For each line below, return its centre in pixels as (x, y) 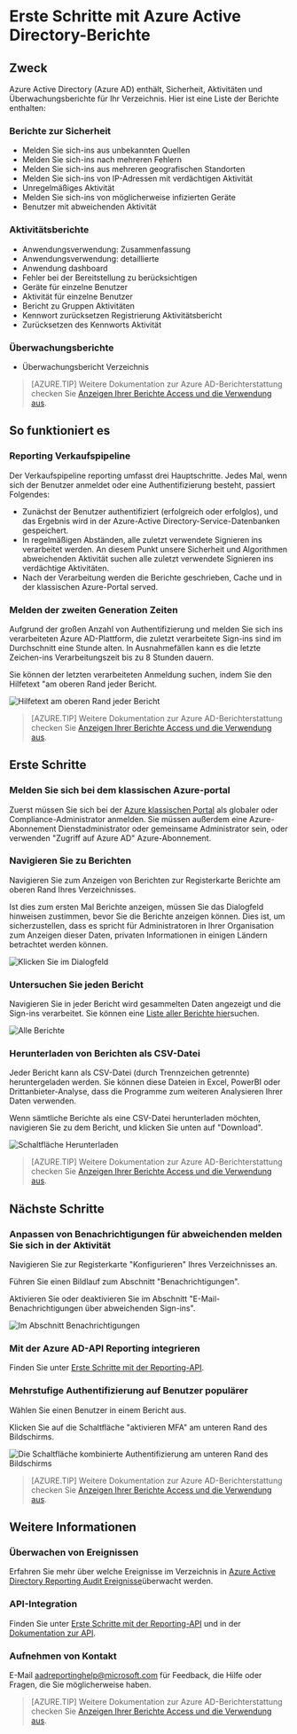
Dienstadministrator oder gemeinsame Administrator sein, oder (173, 828)
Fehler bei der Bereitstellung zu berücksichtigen (109, 278)
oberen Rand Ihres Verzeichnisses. (73, 890)
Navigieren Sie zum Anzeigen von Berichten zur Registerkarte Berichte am (145, 880)
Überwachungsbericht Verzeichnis (85, 366)
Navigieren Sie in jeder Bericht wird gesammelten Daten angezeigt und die (145, 1004)
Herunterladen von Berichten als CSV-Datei (105, 1054)
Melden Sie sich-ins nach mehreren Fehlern (102, 160)
